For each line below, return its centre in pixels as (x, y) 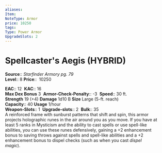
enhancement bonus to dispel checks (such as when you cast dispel (73, 140)
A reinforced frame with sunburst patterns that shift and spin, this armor (77, 114)
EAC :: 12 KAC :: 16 (23, 88)
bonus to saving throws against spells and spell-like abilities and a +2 (74, 135)
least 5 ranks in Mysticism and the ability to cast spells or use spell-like (76, 125)
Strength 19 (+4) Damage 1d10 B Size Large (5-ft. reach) (62, 99)
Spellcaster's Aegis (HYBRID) (65, 61)
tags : (10, 28)
